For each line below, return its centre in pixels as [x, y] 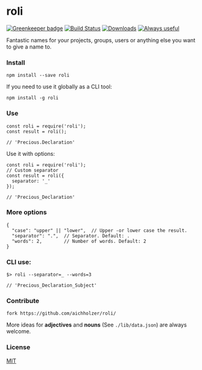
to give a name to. [29, 47]
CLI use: [19, 262]
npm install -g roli [33, 98]
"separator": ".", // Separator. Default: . [71, 236]
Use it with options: [31, 153]
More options [27, 212]
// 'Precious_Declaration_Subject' [52, 286]
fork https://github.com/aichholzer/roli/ [61, 314]
